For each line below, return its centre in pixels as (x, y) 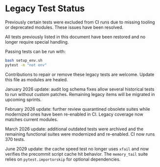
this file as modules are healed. (36, 79)
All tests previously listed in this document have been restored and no (75, 37)
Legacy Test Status (45, 9)
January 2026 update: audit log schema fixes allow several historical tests (80, 89)
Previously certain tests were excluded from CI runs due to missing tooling (80, 22)
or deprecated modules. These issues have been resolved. (64, 27)
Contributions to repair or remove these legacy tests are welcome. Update (80, 74)
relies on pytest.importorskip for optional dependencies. (63, 159)
